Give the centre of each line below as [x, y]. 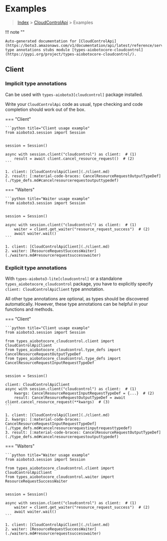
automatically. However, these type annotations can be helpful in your [77, 304]
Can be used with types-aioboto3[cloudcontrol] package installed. [74, 94]
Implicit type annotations [36, 84]
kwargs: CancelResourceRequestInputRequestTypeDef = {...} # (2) [84, 393]
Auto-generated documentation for [41, 41]
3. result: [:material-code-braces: [43, 432]
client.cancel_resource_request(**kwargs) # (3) [58, 402]
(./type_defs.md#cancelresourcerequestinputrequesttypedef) [69, 428]
